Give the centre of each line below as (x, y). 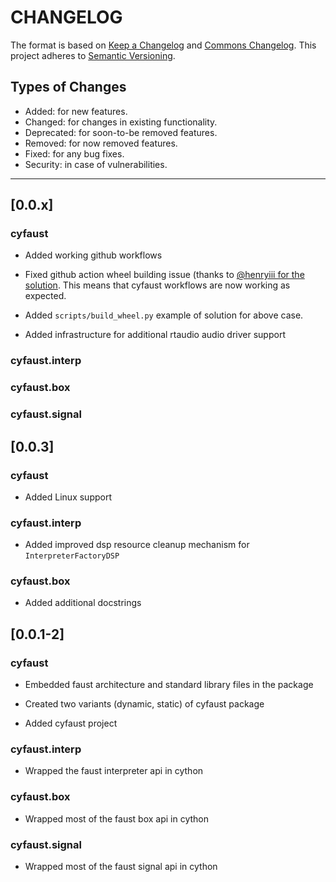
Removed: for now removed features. (101, 143)
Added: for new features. (76, 111)
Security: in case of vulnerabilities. (96, 164)
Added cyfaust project (71, 723)
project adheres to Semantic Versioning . (93, 55)
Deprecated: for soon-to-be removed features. (121, 132)
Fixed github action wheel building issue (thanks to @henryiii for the (164, 275)
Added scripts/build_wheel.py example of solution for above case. (164, 315)
